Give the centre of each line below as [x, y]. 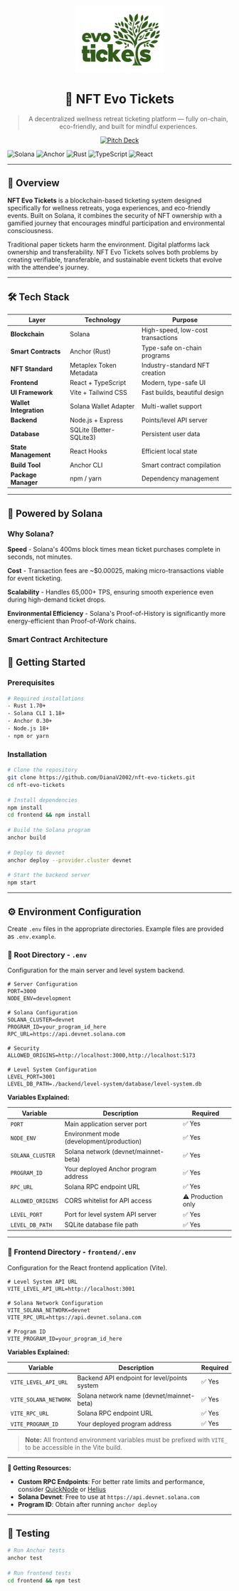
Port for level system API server [111, 1215]
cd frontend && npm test [44, 1580]
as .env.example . [32, 936]
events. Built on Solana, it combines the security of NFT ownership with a [115, 215]
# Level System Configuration [52, 1070]
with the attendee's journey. [48, 267]
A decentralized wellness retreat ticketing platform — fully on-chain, [128, 118]
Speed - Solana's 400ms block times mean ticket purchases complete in [114, 549]
